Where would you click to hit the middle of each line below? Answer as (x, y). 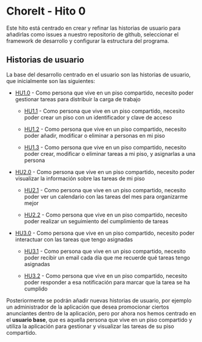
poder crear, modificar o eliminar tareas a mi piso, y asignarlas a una (110, 153)
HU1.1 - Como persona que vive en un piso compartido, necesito (104, 111)
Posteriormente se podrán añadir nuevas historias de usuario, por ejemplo (99, 300)
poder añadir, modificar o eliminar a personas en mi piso (95, 135)
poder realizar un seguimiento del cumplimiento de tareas (96, 221)
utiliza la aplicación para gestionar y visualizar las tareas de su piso (90, 326)
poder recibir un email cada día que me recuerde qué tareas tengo (107, 257)
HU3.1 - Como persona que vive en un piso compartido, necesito (105, 251)
